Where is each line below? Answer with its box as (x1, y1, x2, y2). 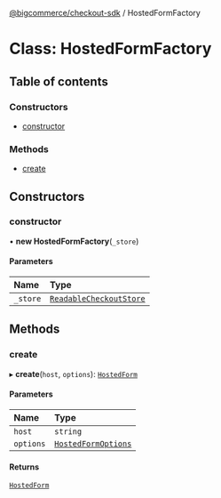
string (54, 426, 83, 437)
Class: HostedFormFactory (9, 39, 212, 59)
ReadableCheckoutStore (50, 293, 146, 304)
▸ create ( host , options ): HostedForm (9, 368, 138, 379)
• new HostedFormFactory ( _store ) (9, 236, 139, 246)
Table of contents (9, 74, 108, 89)
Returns (9, 462, 40, 472)
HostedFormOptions (54, 438, 132, 448)
